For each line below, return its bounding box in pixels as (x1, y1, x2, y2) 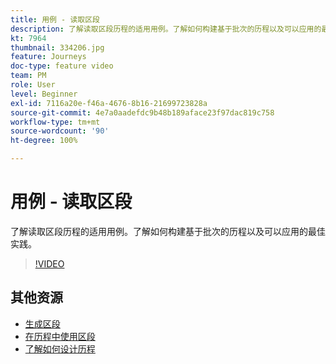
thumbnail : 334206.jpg (10, 42, 105, 53)
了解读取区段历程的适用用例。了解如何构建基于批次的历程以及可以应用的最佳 (10, 225, 326, 237)
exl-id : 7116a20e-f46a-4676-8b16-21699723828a (10, 98, 208, 108)
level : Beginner (10, 89, 78, 99)
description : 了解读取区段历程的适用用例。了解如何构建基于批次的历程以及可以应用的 (10, 24, 322, 34)
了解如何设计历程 (24, 342, 96, 355)
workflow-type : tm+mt (10, 117, 101, 127)
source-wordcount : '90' (10, 126, 110, 136)
